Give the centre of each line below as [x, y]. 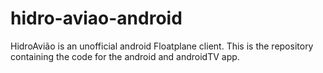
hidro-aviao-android [96, 18]
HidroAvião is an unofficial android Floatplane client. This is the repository [162, 46]
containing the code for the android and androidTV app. [125, 56]
